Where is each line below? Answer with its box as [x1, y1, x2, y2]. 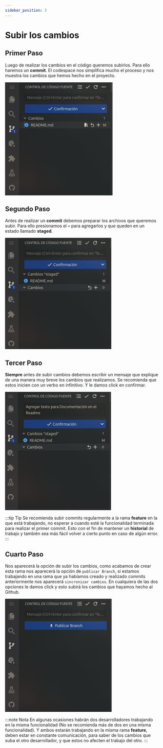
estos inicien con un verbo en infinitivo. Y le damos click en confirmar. [5, 382, 146, 388]
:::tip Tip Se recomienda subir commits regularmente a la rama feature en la [5, 515, 158, 521]
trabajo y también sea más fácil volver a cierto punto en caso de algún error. [5, 531, 159, 536]
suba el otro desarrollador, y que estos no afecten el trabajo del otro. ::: [5, 738, 148, 744]
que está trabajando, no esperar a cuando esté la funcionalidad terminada [5, 520, 154, 526]
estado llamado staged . [5, 228, 53, 234]
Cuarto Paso [5, 550, 44, 558]
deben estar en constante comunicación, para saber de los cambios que [5, 732, 151, 738]
